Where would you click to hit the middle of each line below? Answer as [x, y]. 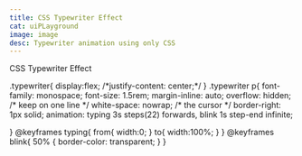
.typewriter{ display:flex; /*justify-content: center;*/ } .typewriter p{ [135, 86]
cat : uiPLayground [44, 26]
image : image [34, 34]
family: [22, 96]
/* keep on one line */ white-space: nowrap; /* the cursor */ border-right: [146, 106]
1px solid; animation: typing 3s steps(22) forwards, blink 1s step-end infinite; [151, 115]
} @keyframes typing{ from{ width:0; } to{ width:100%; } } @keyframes [142, 133]
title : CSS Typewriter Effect [66, 18]
